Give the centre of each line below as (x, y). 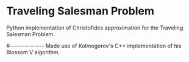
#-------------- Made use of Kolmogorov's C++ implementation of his (94, 46)
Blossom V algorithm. (33, 52)
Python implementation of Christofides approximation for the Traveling (95, 28)
